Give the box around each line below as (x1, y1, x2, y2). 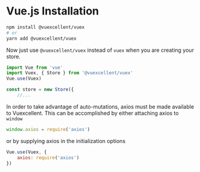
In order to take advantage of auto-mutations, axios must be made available (6, 103, 195, 110)
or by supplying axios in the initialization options (6, 137, 126, 144)
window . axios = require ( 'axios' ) (6, 126, 90, 132)
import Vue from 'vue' (6, 65, 63, 71)
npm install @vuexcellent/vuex (6, 24, 85, 30)
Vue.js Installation (6, 4, 99, 18)
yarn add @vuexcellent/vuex (6, 35, 77, 42)
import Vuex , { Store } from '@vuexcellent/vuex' (6, 70, 134, 76)
